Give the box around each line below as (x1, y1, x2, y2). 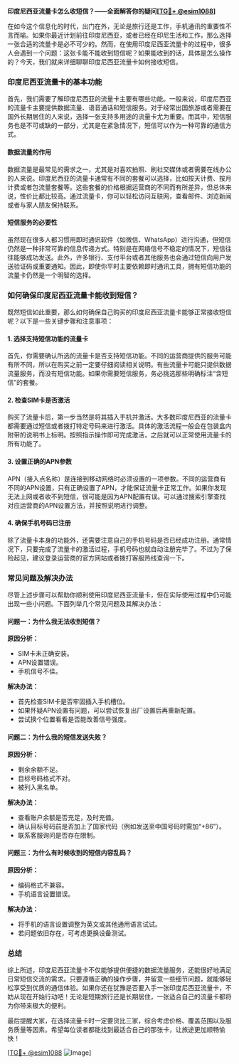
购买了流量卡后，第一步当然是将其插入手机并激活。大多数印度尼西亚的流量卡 (7, 413, 232, 422)
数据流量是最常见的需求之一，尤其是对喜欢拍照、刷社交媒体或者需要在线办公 (7, 165, 232, 174)
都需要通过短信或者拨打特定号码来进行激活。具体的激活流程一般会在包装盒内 (7, 422, 232, 430)
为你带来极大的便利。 (7, 1001, 70, 1010)
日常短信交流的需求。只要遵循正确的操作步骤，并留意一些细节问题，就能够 (7, 974, 225, 984)
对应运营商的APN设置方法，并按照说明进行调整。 (7, 501, 152, 509)
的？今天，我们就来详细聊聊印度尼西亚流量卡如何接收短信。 (7, 58, 182, 66)
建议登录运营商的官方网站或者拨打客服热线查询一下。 (31, 553, 188, 562)
